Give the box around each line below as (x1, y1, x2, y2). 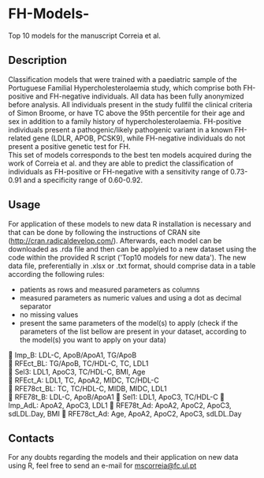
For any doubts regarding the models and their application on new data (8, 453, 239, 462)
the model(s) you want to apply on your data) (19, 334, 167, 344)
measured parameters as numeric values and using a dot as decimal (19, 293, 242, 302)
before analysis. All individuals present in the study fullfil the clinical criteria (8, 99, 253, 109)
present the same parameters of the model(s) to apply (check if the (19, 318, 239, 327)
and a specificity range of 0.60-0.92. (23, 175, 143, 185)
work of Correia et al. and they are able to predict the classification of (8, 159, 234, 168)
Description (8, 54, 67, 67)
